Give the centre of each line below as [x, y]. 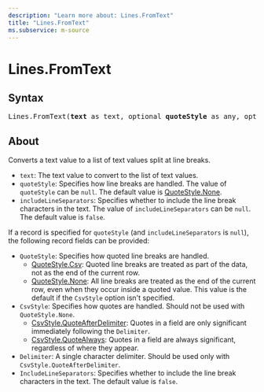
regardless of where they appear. [85, 348]
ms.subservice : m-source [49, 30]
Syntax [26, 98]
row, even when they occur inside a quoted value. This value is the [139, 290]
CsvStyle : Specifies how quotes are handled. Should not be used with [132, 306]
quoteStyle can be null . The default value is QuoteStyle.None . [121, 192]
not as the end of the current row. [85, 273]
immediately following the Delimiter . [91, 331]
